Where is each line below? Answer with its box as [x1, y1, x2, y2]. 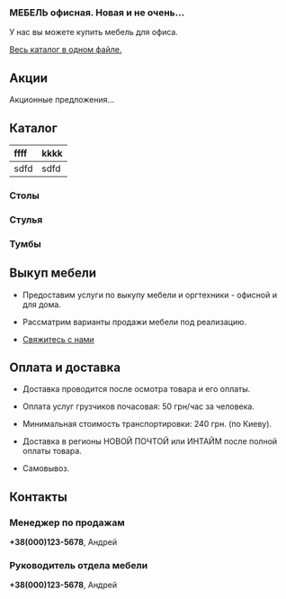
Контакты [9, 489, 67, 504]
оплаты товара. [22, 446, 83, 457]
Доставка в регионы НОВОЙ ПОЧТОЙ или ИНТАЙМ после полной [22, 436, 278, 447]
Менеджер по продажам [9, 516, 125, 529]
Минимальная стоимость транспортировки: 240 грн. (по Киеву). [22, 419, 273, 430]
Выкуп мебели [9, 266, 97, 281]
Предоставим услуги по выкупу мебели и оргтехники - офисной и [22, 289, 277, 300]
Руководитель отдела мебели [9, 558, 148, 571]
